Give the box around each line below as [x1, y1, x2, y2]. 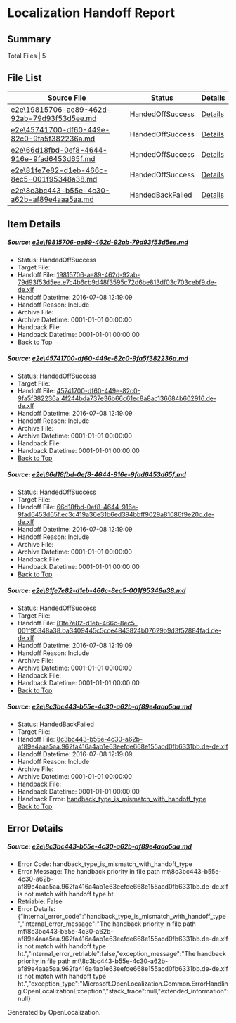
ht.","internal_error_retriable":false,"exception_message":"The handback [17, 950, 226, 958]
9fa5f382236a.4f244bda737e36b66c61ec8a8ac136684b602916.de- [17, 394, 216, 402]
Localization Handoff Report [7, 5, 176, 21]
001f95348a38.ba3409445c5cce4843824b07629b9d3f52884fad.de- [17, 626, 221, 635]
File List [7, 72, 42, 84]
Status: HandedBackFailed [17, 720, 95, 729]
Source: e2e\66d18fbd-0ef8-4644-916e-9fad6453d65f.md [7, 470, 186, 478]
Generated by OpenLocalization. [7, 1008, 101, 1017]
